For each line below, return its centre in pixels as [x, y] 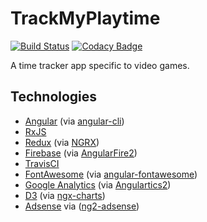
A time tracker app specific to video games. [100, 65]
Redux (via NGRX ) [62, 142]
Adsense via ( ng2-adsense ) [82, 206]
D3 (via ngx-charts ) [65, 195]
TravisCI [42, 163]
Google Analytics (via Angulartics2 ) [98, 184]
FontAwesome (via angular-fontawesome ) [111, 174]
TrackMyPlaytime [85, 18]
